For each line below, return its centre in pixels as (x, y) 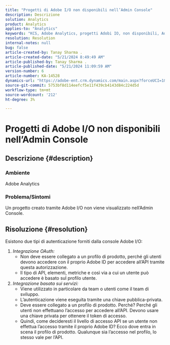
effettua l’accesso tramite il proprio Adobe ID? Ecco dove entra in (88, 327)
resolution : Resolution (30, 39)
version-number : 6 (25, 71)
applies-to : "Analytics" (31, 29)
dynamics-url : (20, 81)
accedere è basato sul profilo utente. (58, 278)
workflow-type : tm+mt (28, 90)
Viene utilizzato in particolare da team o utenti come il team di (84, 289)
